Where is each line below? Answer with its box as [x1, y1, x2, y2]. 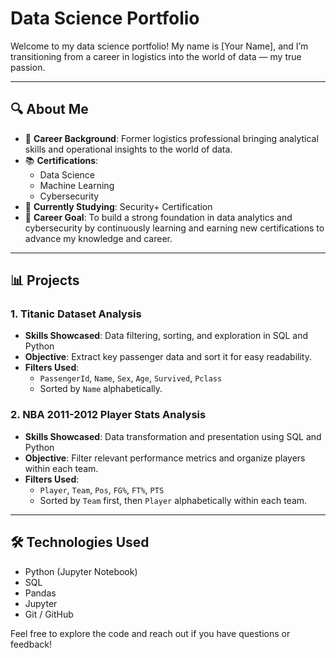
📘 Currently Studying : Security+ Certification [24, 200, 213, 212]
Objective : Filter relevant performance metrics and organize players [24, 452, 306, 464]
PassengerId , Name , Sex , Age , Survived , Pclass [39, 372, 223, 384]
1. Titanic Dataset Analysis [10, 307, 142, 321]
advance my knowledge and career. [24, 232, 173, 244]
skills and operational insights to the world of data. [24, 143, 233, 155]
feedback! [10, 638, 52, 650]
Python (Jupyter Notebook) [24, 565, 138, 577]
